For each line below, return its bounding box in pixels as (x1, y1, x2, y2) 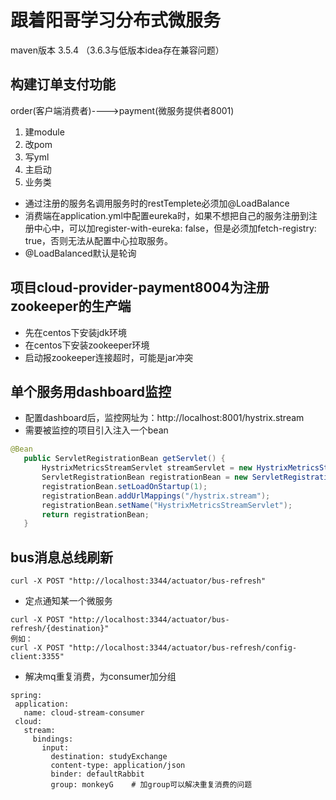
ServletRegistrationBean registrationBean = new (41, 472, 248, 482)
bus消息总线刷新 (10, 549, 114, 566)
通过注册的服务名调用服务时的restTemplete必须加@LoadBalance (24, 197, 290, 209)
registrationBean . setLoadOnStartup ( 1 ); (41, 481, 208, 491)
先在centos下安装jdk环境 (24, 326, 128, 338)
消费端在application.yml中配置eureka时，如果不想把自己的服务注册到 (24, 209, 309, 221)
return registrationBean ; (41, 509, 150, 520)
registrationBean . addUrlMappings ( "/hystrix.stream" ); (41, 491, 271, 501)
